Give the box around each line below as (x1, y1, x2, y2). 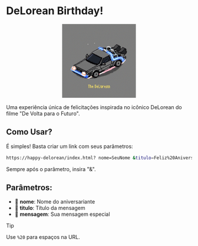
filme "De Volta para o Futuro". (6, 110, 80, 117)
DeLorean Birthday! (6, 4, 104, 18)
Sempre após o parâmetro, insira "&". (6, 165, 96, 172)
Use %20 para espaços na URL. (6, 234, 81, 241)
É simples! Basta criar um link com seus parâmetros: (6, 143, 134, 150)
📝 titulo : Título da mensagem (14, 205, 85, 212)
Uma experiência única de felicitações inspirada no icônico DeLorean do (6, 103, 183, 110)
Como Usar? (6, 127, 53, 137)
